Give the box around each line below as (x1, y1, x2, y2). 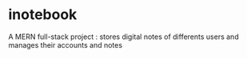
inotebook (8, 6, 78, 24)
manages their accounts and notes (8, 40, 122, 49)
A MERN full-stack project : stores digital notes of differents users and (8, 32, 239, 41)
